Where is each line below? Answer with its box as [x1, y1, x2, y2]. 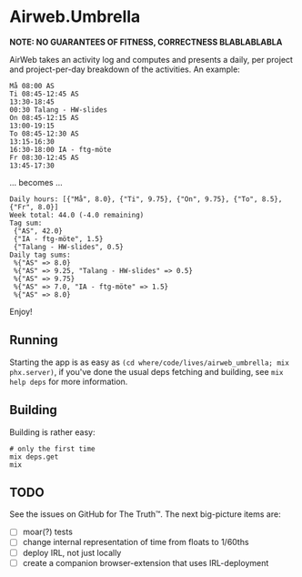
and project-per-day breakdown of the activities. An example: [9, 64, 241, 75]
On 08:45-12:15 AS [9, 113, 79, 122]
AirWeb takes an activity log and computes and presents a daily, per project [9, 54, 294, 65]
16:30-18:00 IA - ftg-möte [9, 145, 112, 154]
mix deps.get [9, 452, 59, 461]
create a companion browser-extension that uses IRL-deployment [22, 557, 269, 568]
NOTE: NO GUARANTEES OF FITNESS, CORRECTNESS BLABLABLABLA [9, 36, 283, 47]
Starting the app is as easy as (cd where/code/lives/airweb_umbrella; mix [9, 357, 289, 368]
